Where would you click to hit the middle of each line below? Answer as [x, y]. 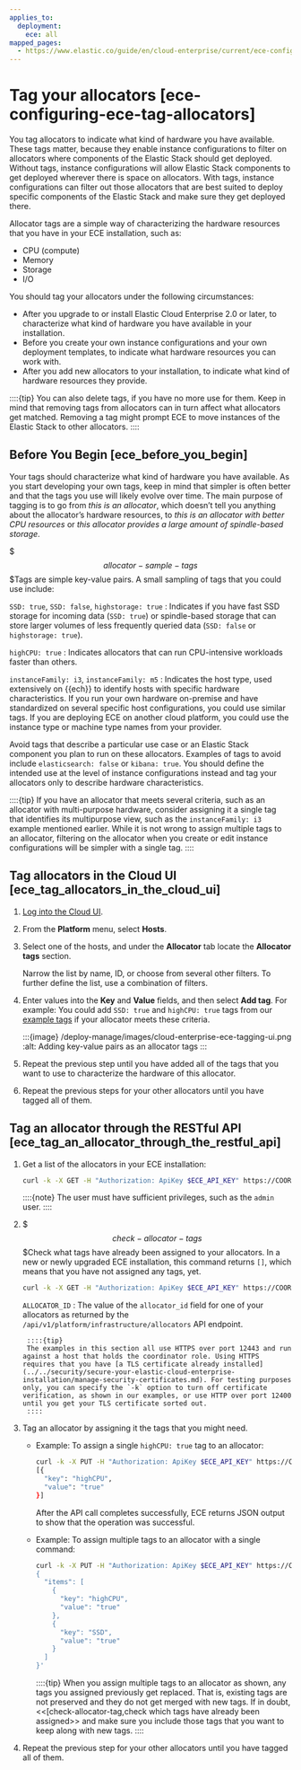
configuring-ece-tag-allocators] [133, 114]
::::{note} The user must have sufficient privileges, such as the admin [148, 1198]
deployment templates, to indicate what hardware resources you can [149, 352]
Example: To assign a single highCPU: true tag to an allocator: [150, 1446]
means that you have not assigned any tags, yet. [112, 1272]
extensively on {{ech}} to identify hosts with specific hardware [125, 689]
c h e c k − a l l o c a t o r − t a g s [157, 1238]
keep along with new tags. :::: [90, 1730]
